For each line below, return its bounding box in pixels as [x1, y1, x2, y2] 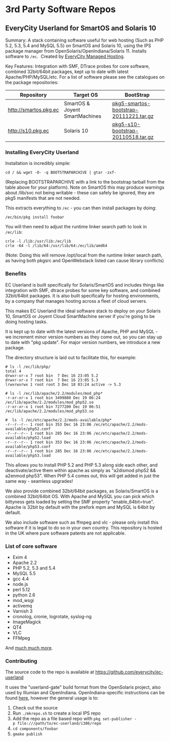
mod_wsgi [12, 597, 34, 603]
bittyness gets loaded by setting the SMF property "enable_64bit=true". [5, 499, 154, 505]
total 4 [5, 369, 22, 374]
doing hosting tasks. [5, 319, 48, 325]
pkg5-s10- [112, 121, 141, 128]
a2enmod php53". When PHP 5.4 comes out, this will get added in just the [5, 473, 159, 479]
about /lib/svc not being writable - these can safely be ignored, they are [5, 190, 155, 196]
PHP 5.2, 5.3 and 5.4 [12, 564, 56, 571]
